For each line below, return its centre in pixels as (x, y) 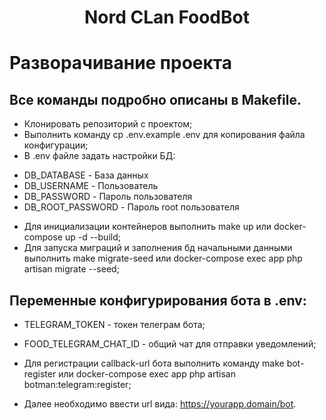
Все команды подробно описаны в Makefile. (155, 99)
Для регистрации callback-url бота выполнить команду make (154, 363)
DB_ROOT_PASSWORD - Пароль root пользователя (131, 207)
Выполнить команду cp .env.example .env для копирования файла (164, 135)
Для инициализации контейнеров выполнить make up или (147, 227)
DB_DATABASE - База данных (86, 175)
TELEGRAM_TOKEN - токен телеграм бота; (114, 324)
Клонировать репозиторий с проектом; (108, 124)
